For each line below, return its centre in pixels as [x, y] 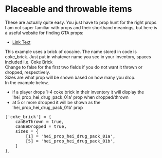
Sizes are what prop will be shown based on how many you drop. [70, 77]
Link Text [21, 42]
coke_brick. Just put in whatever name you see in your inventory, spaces [78, 56]
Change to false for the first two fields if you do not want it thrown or [74, 67]
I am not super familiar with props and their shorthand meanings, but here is [81, 27]
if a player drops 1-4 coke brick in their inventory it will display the [78, 92]
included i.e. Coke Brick [29, 62]
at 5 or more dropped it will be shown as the [56, 102]
